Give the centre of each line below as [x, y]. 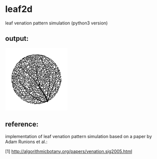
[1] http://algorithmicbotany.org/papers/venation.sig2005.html [69, 151]
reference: [22, 124]
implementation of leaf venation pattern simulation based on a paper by [78, 136]
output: [17, 39]
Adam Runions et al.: [26, 142]
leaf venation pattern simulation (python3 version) [57, 23]
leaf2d [19, 9]
